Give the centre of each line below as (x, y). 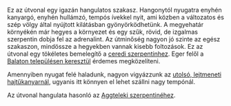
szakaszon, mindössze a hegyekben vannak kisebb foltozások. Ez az (105, 46)
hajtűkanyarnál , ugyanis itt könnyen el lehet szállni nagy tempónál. (101, 82)
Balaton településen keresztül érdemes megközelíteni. (84, 61)
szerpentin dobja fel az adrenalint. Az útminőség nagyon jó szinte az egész (114, 39)
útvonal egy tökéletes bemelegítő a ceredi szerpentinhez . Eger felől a (106, 54)
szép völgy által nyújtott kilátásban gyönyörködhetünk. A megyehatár (106, 24)
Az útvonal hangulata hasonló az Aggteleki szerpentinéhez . (91, 95)
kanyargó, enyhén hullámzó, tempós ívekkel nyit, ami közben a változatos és (115, 17)
